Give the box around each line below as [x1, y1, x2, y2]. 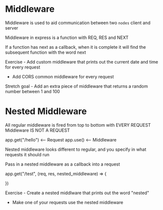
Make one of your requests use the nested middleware [12, 199, 124, 205]
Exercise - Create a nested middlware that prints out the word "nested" [5, 190, 149, 196]
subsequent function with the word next [5, 49, 86, 55]
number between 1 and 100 [5, 88, 60, 94]
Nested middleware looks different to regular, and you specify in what [5, 146, 147, 152]
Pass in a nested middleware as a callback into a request [5, 161, 120, 167]
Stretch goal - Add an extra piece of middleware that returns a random [5, 83, 148, 89]
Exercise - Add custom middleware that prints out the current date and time [5, 59, 159, 65]
